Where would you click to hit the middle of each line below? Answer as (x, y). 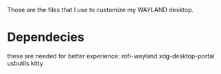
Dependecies (46, 37)
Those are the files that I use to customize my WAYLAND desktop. (101, 10)
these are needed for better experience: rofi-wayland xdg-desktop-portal (111, 56)
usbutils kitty (25, 63)
